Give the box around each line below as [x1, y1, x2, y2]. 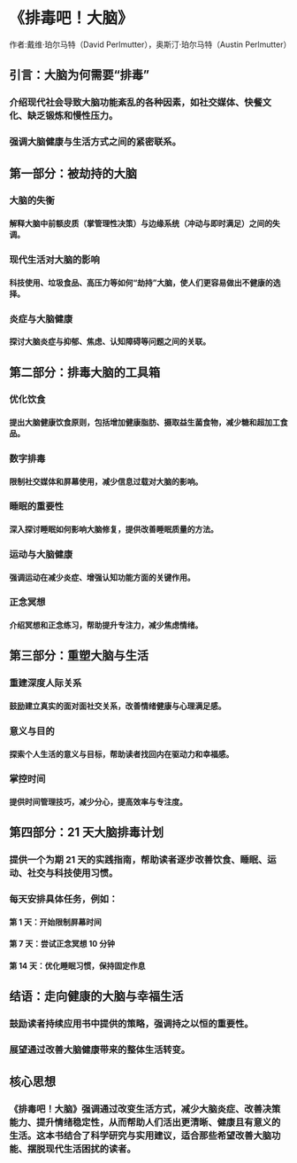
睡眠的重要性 [9, 500, 65, 512]
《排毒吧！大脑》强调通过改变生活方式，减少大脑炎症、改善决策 [9, 1103, 281, 1115]
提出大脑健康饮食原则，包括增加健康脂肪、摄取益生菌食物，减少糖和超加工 [9, 418, 280, 428]
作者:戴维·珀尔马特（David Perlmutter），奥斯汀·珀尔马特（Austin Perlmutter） [9, 39, 292, 50]
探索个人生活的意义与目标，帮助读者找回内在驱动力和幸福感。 [9, 748, 234, 759]
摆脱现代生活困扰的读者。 [27, 1143, 137, 1155]
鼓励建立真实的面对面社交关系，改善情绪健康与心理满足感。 [9, 700, 226, 711]
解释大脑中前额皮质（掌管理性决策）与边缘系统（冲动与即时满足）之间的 [9, 218, 272, 229]
